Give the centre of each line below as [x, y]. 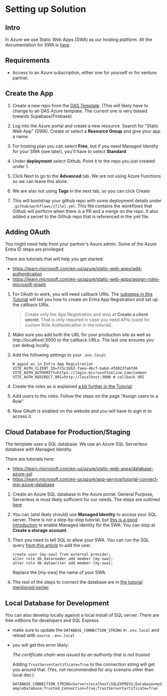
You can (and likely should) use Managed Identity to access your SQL [84, 515]
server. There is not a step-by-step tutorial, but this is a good [75, 520]
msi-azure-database [33, 485]
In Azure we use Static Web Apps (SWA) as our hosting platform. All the [79, 39]
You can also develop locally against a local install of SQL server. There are [82, 615]
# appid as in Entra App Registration [53, 364]
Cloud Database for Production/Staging [68, 432]
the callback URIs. [31, 305]
